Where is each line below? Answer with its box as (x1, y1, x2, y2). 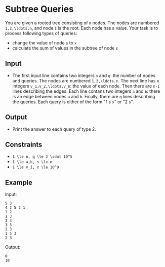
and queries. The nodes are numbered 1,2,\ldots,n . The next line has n (12, 77, 159, 83)
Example (5, 178, 33, 187)
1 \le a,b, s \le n (12, 159, 53, 165)
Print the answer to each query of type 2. (12, 126, 96, 132)
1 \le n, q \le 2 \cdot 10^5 (12, 154, 73, 159)
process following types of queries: (5, 30, 78, 36)
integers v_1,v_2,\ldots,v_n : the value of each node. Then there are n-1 (12, 83, 160, 89)
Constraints (5, 140, 42, 149)
